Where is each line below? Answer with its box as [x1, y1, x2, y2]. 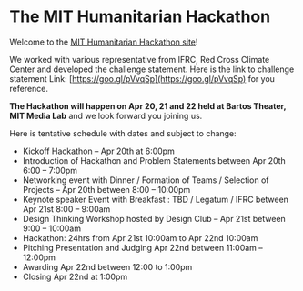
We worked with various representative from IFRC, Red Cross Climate [9, 54, 270, 65]
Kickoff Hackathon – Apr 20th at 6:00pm [22, 145, 175, 156]
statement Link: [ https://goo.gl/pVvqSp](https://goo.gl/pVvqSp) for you [9, 73, 276, 84]
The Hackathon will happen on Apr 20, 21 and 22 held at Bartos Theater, [9, 100, 287, 111]
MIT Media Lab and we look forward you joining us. [9, 110, 203, 121]
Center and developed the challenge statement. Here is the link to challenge [9, 64, 295, 75]
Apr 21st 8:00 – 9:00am [22, 203, 111, 215]
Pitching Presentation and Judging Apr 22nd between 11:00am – [22, 242, 264, 253]
